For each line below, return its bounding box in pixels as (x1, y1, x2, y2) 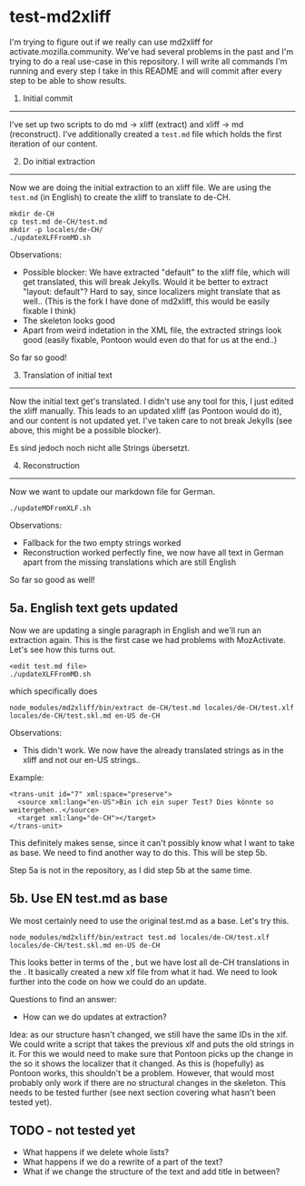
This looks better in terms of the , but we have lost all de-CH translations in (9, 957, 290, 968)
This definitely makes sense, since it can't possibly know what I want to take (9, 837, 295, 848)
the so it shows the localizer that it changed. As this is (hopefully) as (9, 1058, 265, 1069)
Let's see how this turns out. (9, 644, 116, 655)
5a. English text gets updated (9, 600, 179, 616)
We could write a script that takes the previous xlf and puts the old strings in (9, 1039, 295, 1050)
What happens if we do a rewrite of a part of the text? (22, 1157, 223, 1168)
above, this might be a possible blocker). (9, 425, 162, 436)
